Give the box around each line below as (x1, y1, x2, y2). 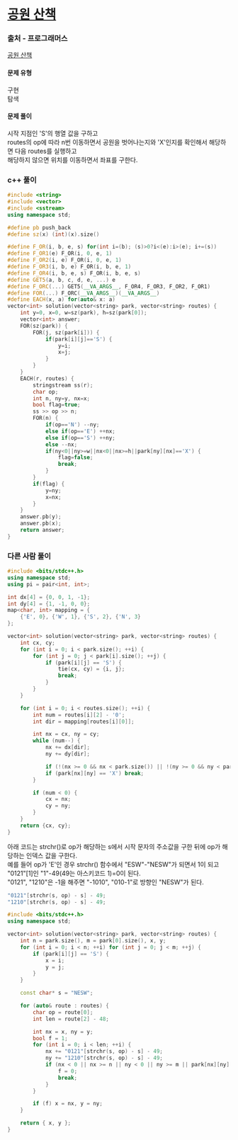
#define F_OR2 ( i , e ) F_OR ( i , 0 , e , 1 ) (7, 256, 122, 264)
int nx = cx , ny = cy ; (33, 731, 100, 738)
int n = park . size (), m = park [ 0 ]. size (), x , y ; (20, 937, 166, 945)
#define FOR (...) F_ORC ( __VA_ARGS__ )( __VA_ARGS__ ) (7, 290, 160, 297)
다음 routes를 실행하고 (14, 147, 77, 155)
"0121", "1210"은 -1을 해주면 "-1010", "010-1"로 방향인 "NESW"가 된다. (7, 877, 204, 886)
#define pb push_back (7, 224, 72, 231)
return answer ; (20, 527, 65, 534)
